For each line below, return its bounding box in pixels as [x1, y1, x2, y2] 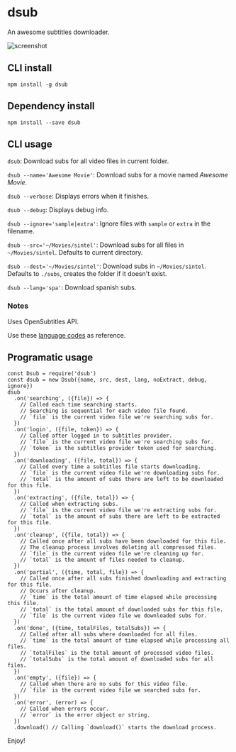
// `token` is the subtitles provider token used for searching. [20, 445, 218, 452]
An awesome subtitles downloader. [7, 28, 110, 36]
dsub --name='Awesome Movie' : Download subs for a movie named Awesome [7, 171, 229, 179]
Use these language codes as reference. [7, 331, 126, 339]
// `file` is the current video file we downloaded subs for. [20, 612, 208, 619]
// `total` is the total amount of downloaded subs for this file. [20, 606, 223, 614]
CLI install [7, 62, 52, 74]
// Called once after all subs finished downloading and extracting [20, 575, 227, 582]
